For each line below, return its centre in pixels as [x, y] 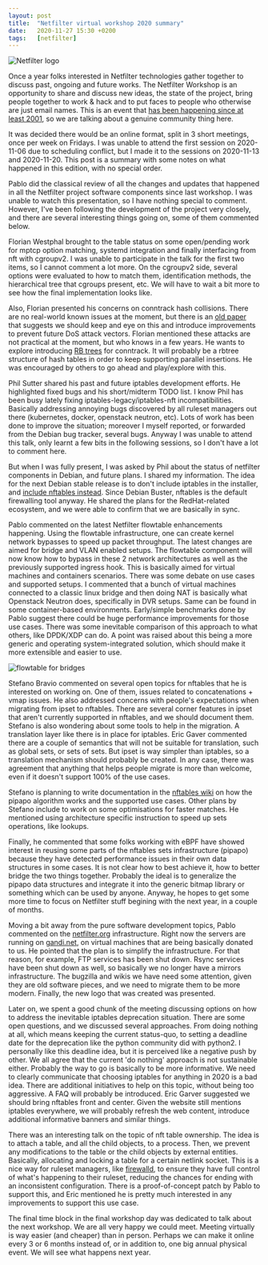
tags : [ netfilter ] [43, 38]
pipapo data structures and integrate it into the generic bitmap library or [127, 884]
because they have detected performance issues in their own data [118, 859]
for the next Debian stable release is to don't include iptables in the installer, [133, 484]
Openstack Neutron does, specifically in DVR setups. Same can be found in [132, 602]
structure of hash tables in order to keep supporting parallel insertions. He [130, 359]
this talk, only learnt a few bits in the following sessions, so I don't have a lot [133, 443]
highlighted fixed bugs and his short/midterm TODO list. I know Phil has [126, 392]
